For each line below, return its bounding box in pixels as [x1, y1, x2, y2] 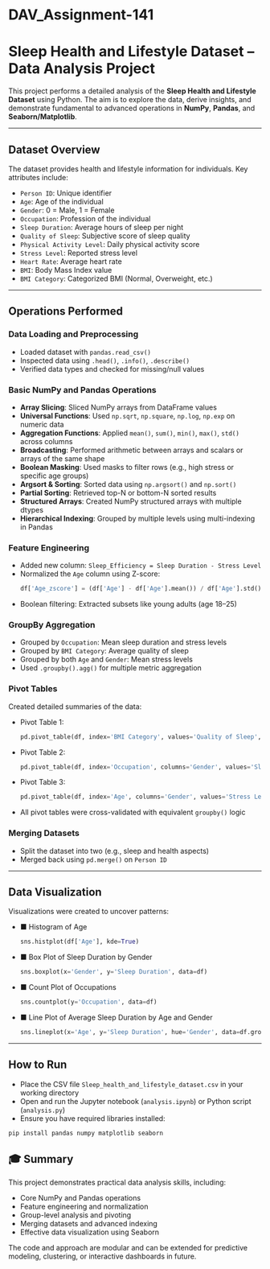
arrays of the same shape [19, 453, 105, 464]
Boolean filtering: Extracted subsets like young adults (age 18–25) [19, 599, 237, 609]
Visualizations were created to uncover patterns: [8, 907, 170, 917]
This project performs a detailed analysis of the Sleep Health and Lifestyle [8, 86, 257, 96]
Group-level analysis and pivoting [19, 1210, 132, 1220]
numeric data [19, 419, 64, 429]
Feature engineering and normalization [19, 1201, 149, 1212]
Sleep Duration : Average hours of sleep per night [19, 222, 184, 232]
